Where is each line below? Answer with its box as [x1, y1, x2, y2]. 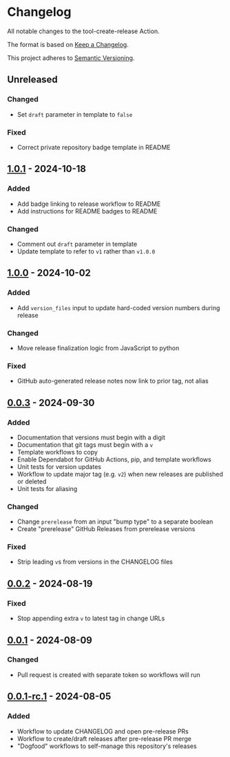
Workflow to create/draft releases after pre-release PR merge [17, 734, 191, 742]
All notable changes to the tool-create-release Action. [7, 27, 160, 35]
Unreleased [7, 74, 59, 86]
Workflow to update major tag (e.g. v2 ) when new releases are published [17, 470, 224, 478]
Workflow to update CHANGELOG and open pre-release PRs [17, 727, 189, 736]
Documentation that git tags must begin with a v [17, 440, 154, 449]
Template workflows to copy [17, 448, 98, 456]
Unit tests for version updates [17, 462, 102, 470]
